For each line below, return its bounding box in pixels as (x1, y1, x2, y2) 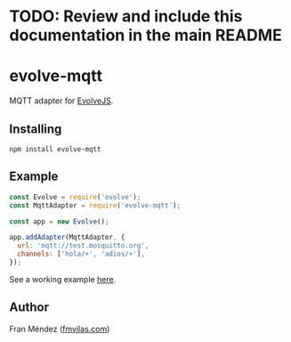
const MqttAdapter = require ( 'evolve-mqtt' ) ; (9, 200, 181, 210)
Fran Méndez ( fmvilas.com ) (9, 323, 110, 334)
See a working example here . (9, 273, 117, 284)
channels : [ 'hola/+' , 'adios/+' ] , (17, 249, 145, 259)
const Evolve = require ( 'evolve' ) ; (9, 192, 141, 201)
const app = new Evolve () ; (9, 216, 109, 226)
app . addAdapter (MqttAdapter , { (9, 233, 125, 242)
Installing (9, 121, 62, 136)
